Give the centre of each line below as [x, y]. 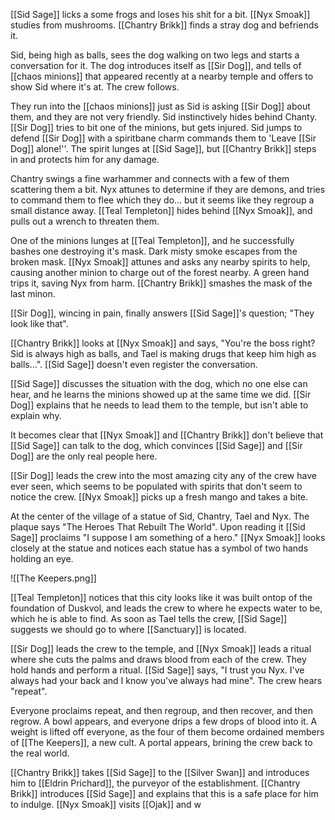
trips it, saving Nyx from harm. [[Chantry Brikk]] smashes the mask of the [161, 283]
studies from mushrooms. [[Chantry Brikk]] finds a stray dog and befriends [164, 25]
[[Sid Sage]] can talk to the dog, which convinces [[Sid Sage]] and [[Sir [156, 445]
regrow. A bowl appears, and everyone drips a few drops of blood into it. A [164, 721]
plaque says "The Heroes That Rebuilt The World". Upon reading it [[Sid [158, 527]
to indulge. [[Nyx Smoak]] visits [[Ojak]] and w [106, 804]
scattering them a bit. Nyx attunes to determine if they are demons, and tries [168, 189]
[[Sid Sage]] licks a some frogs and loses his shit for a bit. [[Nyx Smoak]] [160, 14]
